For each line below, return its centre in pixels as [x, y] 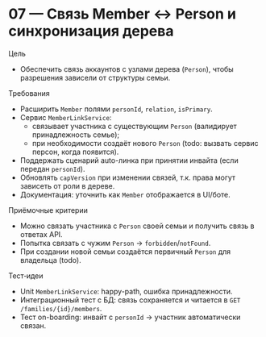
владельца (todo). [51, 260]
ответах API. [41, 234]
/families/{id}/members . [61, 308]
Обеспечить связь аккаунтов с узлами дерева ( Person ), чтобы [127, 69]
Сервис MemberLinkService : [66, 117]
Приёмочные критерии [48, 210]
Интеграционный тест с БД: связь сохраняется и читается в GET [130, 300]
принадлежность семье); [75, 135]
